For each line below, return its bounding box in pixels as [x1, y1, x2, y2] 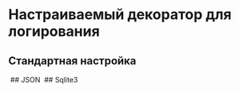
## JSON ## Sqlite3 [10, 75, 78, 84]
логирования [8, 22, 100, 40]
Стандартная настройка [8, 54, 137, 67]
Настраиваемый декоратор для [8, 6, 232, 24]
